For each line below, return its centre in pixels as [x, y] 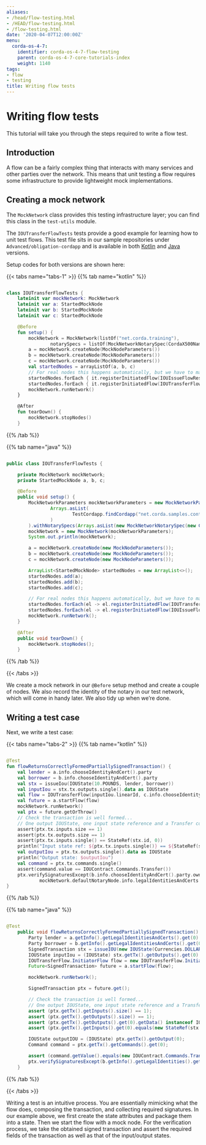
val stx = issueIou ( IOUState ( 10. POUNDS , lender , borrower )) [96, 783]
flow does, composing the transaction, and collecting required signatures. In [103, 1109]
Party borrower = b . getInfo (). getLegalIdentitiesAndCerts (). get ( [114, 943]
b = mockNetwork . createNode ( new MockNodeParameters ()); [101, 554]
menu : [13, 40]
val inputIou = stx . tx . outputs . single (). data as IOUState [93, 789]
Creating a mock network [56, 200]
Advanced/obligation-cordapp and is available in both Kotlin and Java [93, 246]
